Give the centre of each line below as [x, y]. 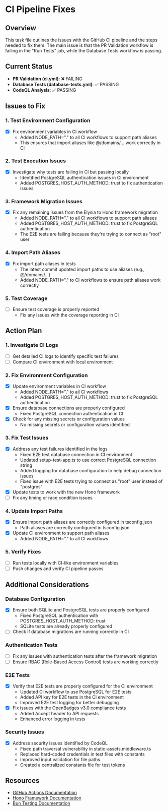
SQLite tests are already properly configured [66, 627]
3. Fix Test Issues [27, 438]
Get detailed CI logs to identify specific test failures [66, 356]
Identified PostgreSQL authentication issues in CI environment [84, 177]
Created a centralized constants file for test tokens [72, 765]
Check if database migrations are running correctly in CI [71, 632]
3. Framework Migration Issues [44, 201]
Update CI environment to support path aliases [61, 533]
